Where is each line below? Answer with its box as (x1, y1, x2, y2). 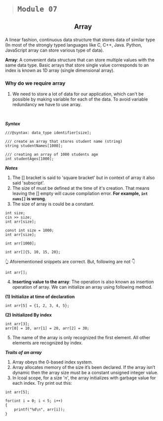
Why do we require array (5, 79, 66, 86)
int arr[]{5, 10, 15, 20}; (5, 249, 61, 254)
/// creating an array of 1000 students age (5, 152, 98, 157)
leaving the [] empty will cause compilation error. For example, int (12, 190, 148, 196)
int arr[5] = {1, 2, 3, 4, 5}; (5, 303, 70, 308)
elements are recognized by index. (12, 340, 83, 346)
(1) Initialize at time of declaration (5, 294, 75, 300)
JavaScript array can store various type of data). (5, 47, 104, 53)
